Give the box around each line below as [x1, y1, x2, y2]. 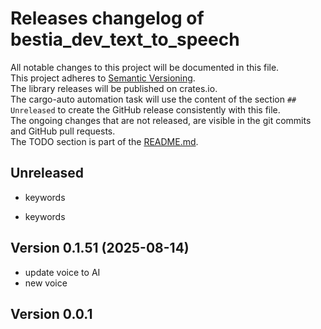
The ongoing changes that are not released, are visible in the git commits [10, 114, 312, 126]
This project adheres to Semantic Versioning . [10, 72, 196, 84]
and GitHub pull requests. [10, 125, 116, 137]
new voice [24, 277, 68, 289]
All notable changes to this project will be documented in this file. [10, 61, 280, 73]
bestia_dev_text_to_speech [10, 28, 240, 51]
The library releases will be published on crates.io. [10, 82, 218, 94]
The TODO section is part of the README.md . [10, 135, 199, 147]
